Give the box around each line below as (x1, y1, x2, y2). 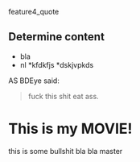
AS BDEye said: (8, 76, 60, 85)
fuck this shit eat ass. (27, 91, 99, 101)
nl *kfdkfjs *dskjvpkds (19, 60, 94, 69)
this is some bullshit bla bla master (8, 146, 123, 156)
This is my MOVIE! (8, 120, 133, 138)
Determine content (8, 30, 105, 44)
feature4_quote (8, 7, 60, 16)
